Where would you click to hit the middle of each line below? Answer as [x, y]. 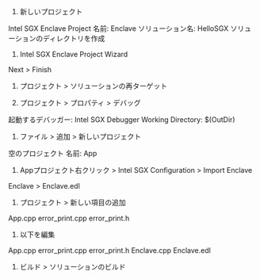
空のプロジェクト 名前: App [53, 153]
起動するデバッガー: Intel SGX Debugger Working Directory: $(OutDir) [122, 120]
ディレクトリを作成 [74, 38]
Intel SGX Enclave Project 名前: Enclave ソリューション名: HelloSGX [119, 29]
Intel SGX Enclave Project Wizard [74, 54]
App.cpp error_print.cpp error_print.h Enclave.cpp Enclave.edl [110, 250]
